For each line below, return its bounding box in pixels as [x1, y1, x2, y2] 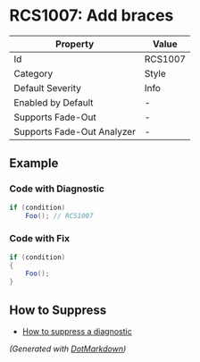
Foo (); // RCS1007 [25, 211, 94, 220]
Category [13, 67, 54, 80]
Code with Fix [9, 232, 71, 245]
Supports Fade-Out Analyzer [13, 125, 137, 138]
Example [9, 156, 59, 171]
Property [54, 38, 95, 50]
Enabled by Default [13, 96, 94, 108]
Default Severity [13, 81, 82, 94]
